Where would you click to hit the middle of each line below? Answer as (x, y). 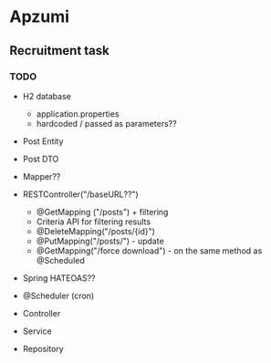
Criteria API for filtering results (94, 222)
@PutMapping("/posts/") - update (100, 241)
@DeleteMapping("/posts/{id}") (95, 231)
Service (37, 331)
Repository (43, 348)
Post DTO (41, 159)
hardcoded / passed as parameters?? (106, 123)
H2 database (47, 96)
